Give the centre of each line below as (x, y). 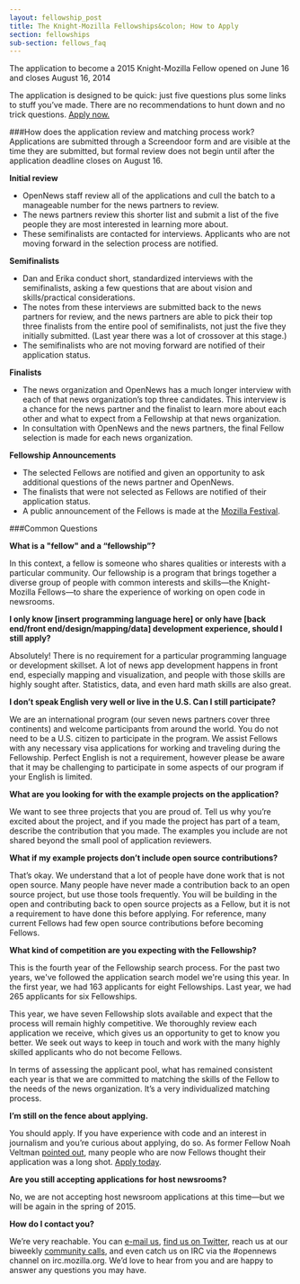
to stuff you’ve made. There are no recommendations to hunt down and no (147, 105)
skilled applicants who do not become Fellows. (96, 1052)
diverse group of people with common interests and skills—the (125, 583)
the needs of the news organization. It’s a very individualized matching (140, 1089)
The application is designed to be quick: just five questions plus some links (148, 96)
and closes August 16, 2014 (60, 78)
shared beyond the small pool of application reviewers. (111, 841)
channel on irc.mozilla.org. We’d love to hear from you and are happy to (141, 1261)
